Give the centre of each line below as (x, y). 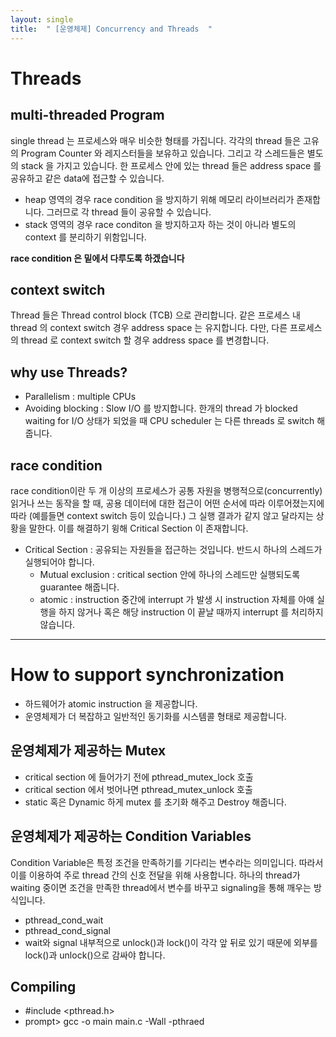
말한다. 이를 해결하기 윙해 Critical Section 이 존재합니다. (138, 528)
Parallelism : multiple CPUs (80, 397)
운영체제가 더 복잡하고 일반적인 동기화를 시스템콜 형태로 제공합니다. (155, 716)
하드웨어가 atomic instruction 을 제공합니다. (111, 703)
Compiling (43, 986)
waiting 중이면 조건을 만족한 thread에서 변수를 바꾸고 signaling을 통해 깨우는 (161, 887)
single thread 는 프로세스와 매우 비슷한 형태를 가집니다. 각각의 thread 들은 (156, 140)
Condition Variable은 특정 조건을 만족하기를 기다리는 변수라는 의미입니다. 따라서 (167, 862)
